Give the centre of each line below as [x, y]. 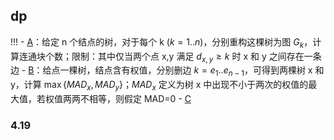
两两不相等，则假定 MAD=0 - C [127, 98]
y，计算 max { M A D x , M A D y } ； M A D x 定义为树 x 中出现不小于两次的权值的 [159, 86]
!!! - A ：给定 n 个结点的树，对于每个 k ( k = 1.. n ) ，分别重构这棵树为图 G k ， [161, 42]
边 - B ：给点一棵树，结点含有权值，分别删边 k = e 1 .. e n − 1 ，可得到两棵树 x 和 [167, 71]
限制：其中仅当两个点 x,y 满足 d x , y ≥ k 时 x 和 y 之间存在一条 [196, 57]
